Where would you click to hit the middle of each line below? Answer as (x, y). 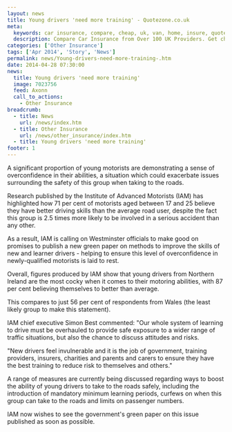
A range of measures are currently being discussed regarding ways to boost (116, 379)
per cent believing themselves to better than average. (83, 288)
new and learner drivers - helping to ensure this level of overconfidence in (113, 253)
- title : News (33, 116)
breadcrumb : (24, 110)
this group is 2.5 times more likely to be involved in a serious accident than (113, 218)
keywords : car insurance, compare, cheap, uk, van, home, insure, (111, 33)
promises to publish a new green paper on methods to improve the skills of (114, 246)
